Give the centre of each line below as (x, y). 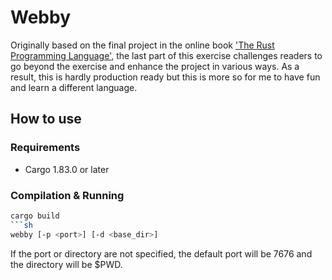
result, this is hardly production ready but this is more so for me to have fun (165, 77)
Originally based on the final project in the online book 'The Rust (142, 45)
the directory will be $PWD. (66, 264)
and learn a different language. (74, 87)
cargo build (35, 216)
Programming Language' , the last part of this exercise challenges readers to (166, 55)
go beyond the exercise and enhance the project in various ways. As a (155, 66)
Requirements (45, 148)
